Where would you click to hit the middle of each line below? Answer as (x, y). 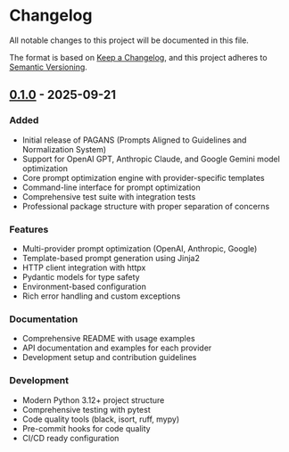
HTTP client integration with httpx (84, 267)
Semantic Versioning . (48, 67)
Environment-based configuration (84, 286)
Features (29, 229)
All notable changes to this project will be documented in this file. (129, 40)
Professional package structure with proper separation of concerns (146, 206)
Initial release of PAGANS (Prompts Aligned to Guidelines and (134, 140)
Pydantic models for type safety (81, 276)
